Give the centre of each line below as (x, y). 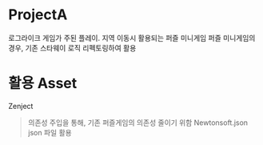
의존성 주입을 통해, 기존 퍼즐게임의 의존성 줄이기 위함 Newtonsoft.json (138, 123)
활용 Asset (43, 84)
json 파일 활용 (50, 132)
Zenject (21, 106)
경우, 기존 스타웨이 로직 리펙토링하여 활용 (72, 48)
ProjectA (38, 15)
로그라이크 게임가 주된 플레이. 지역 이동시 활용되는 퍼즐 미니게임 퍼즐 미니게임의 (132, 38)
